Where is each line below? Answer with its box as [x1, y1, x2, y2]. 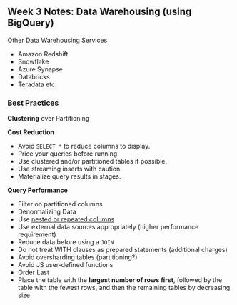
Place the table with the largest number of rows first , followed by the [17, 276, 223, 284]
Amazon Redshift [17, 49, 69, 58]
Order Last [17, 268, 50, 277]
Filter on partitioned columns [17, 200, 103, 209]
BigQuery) [7, 17, 55, 29]
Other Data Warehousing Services [7, 36, 108, 44]
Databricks [17, 72, 50, 81]
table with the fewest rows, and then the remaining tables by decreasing [17, 284, 231, 292]
